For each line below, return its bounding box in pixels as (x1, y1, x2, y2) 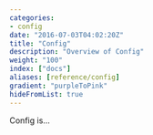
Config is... (9, 115, 50, 126)
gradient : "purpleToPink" (9, 81, 107, 90)
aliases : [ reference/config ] (9, 73, 120, 82)
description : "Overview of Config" (9, 47, 145, 57)
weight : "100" (9, 56, 64, 65)
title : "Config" (9, 38, 71, 48)
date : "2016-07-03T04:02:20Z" (9, 30, 125, 39)
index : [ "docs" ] (9, 65, 71, 74)
